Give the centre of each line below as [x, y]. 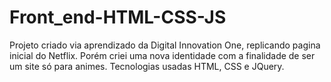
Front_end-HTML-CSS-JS [118, 17]
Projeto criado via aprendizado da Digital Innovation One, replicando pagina [165, 45]
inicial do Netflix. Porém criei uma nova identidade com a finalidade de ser [162, 55]
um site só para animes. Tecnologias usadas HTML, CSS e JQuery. [147, 66]
